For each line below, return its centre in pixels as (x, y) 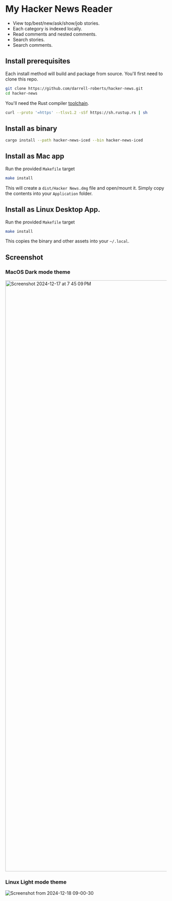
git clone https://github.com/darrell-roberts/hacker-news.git (74, 88)
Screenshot (24, 257)
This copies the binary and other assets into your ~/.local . (67, 241)
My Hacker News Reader (59, 9)
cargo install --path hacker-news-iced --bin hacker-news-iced (74, 140)
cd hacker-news (21, 93)
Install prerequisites (38, 61)
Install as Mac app (35, 157)
